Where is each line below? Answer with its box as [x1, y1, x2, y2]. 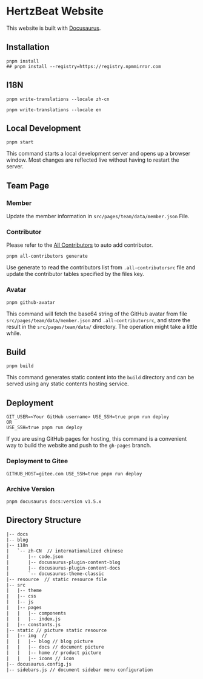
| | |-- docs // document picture [6, 644, 104, 650]
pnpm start [6, 139, 34, 145]
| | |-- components [6, 610, 67, 616]
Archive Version [6, 484, 55, 493]
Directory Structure [6, 515, 82, 525]
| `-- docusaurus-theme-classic [6, 570, 104, 577]
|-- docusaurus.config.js [6, 661, 72, 667]
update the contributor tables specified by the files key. [6, 271, 144, 278]
